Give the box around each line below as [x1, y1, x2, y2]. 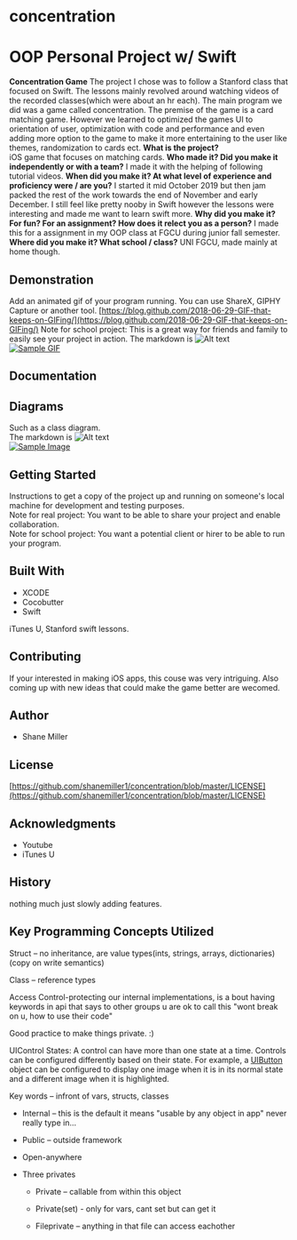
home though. [9, 246, 60, 257]
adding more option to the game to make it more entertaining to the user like [9, 133, 288, 144]
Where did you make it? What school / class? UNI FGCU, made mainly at [9, 237, 277, 248]
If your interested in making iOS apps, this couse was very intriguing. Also [9, 673, 279, 684]
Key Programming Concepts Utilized [9, 924, 215, 940]
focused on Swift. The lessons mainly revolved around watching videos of [9, 86, 279, 97]
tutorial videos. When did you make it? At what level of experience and [9, 171, 272, 181]
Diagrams [9, 398, 64, 414]
